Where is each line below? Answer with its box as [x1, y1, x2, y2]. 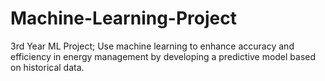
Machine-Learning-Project [10, 7, 237, 30]
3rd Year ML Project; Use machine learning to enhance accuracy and [10, 40, 295, 52]
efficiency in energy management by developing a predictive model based [10, 50, 317, 62]
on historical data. [10, 61, 85, 73]
